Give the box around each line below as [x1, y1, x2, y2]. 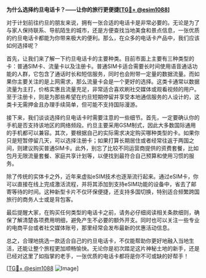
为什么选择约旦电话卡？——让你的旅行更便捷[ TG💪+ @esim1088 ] [6, 6, 170, 13]
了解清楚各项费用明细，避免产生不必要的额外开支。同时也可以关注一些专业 [11, 217, 200, 224]
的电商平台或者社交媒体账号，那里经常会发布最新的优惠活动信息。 [6, 224, 173, 231]
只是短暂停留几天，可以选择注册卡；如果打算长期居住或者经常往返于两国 [6, 137, 189, 144]
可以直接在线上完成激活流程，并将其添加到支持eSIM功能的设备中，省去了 [6, 181, 191, 187]
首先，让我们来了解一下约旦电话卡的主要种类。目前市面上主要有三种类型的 [6, 55, 194, 62]
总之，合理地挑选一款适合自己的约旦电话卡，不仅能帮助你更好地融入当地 [6, 237, 189, 244]
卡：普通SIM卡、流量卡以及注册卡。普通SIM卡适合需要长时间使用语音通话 [6, 62, 193, 70]
